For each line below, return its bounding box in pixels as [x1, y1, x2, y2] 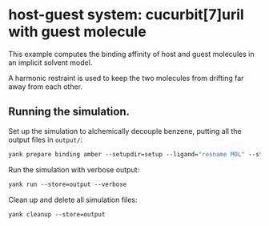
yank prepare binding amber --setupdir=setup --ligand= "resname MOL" [8, 150, 246, 158]
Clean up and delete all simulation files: [8, 195, 138, 204]
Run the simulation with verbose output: [8, 164, 140, 174]
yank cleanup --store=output [8, 210, 106, 218]
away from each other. [8, 82, 82, 91]
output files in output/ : [8, 135, 82, 144]
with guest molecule [8, 22, 147, 41]
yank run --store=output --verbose [8, 180, 127, 188]
